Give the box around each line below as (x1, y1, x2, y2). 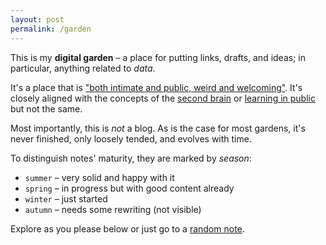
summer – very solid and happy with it (24, 171, 175, 183)
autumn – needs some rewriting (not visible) (24, 203, 202, 215)
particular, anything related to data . (10, 62, 156, 74)
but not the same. (10, 102, 83, 115)
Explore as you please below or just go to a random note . (10, 222, 245, 235)
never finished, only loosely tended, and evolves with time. (10, 132, 252, 145)
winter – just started (24, 192, 108, 205)
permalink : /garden (10, 24, 92, 34)
